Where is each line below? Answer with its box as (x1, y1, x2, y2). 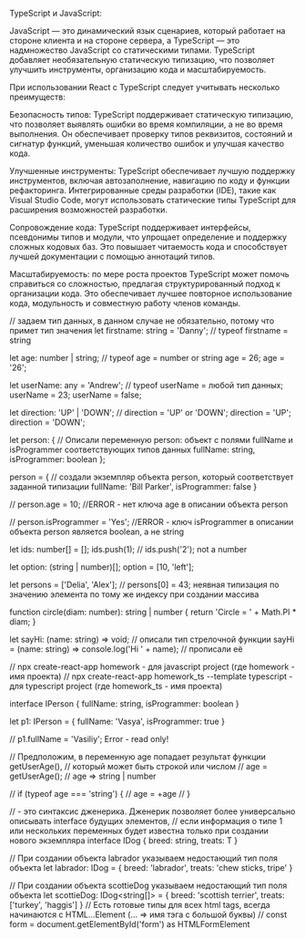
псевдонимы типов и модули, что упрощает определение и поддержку (9, 232, 288, 242)
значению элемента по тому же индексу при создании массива (9, 589, 259, 600)
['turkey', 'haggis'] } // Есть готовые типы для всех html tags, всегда (9, 900, 270, 910)
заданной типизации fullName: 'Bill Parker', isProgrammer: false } (9, 481, 258, 491)
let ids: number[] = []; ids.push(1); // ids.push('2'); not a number (9, 544, 248, 554)
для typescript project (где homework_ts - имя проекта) (9, 681, 223, 691)
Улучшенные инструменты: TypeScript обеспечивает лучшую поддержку (9, 166, 296, 176)
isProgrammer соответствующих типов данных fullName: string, (9, 444, 256, 455)
